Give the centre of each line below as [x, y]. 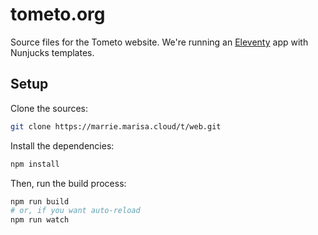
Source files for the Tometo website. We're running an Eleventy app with [159, 42]
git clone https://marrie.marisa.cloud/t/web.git [116, 126]
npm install [35, 164]
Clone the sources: [49, 108]
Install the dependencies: [62, 145]
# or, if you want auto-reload [75, 211]
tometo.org [58, 14]
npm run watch [40, 220]
